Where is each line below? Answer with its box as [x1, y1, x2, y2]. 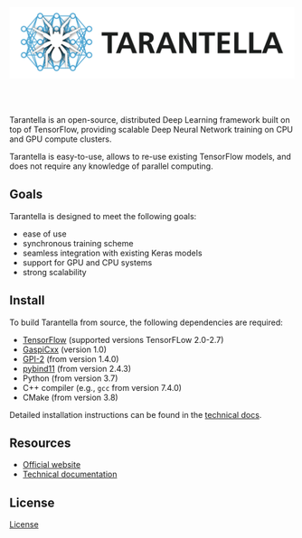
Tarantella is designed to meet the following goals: [9, 210, 197, 221]
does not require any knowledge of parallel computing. [9, 161, 214, 172]
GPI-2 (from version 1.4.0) [22, 353, 119, 364]
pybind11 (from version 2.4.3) [22, 363, 132, 374]
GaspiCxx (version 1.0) [22, 344, 107, 355]
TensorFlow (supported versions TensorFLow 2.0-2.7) [22, 334, 224, 345]
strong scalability [22, 266, 88, 277]
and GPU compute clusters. [9, 134, 112, 144]
